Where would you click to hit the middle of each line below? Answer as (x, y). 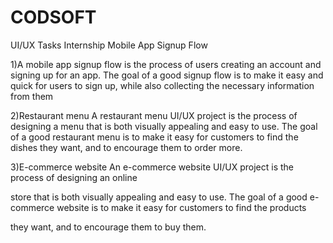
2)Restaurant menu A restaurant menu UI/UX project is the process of (154, 115)
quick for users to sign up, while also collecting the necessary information (162, 85)
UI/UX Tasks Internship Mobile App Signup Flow (109, 45)
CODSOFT (53, 17)
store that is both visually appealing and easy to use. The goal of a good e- (165, 197)
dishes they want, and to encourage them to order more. (126, 147)
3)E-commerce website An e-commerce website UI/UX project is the (152, 167)
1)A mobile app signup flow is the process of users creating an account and (166, 64)
